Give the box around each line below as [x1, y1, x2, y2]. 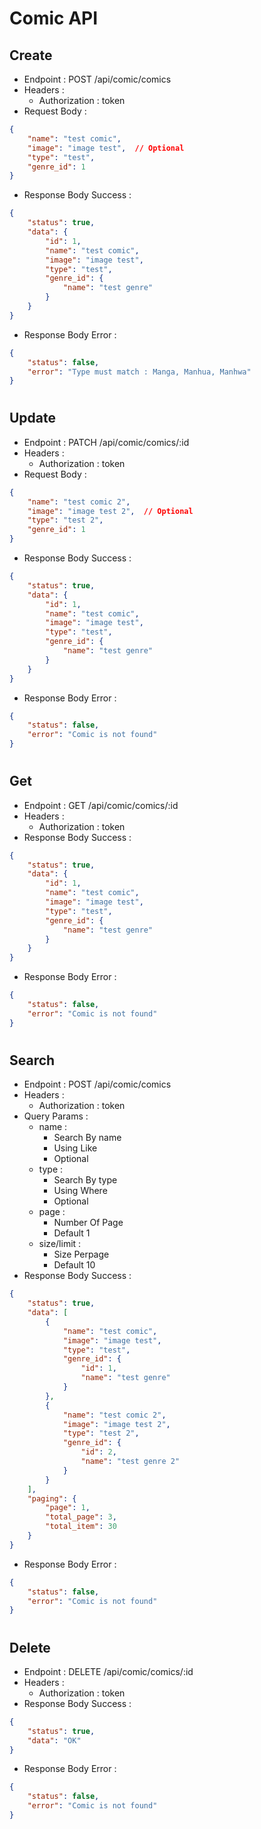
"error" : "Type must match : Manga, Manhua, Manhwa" [27, 367, 252, 377]
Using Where [53, 1185, 108, 1197]
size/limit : [38, 1238, 82, 1250]
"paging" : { [27, 1493, 77, 1504]
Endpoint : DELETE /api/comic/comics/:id [23, 1665, 194, 1677]
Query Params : [23, 1110, 89, 1122]
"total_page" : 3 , [45, 1512, 117, 1522]
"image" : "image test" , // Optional [27, 143, 185, 153]
